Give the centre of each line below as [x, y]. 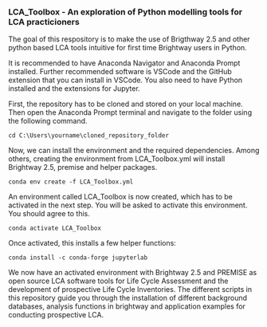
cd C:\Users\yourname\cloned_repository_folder [89, 136]
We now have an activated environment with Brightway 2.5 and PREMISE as [133, 273]
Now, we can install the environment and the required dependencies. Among [134, 151]
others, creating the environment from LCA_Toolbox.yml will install [117, 159]
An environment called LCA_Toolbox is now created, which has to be [120, 197]
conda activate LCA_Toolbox [55, 229]
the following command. [48, 121]
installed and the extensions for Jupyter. [75, 89]
